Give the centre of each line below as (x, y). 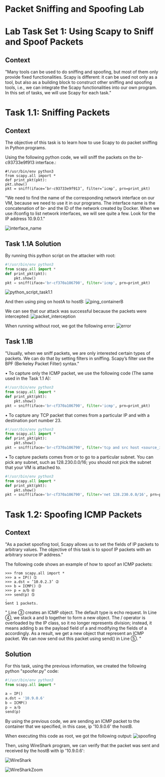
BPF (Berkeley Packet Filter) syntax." (42, 364)
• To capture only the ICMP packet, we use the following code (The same (79, 373)
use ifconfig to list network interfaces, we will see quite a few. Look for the (80, 214)
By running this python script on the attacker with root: (60, 256)
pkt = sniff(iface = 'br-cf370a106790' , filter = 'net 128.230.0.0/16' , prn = (82, 495)
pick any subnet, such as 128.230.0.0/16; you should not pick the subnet (78, 462)
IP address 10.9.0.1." (25, 219)
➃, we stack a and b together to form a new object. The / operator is (75, 618)
